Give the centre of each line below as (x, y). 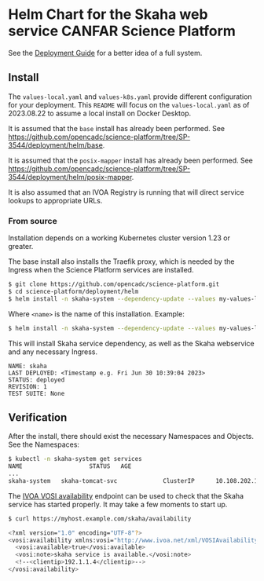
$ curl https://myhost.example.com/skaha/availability (100, 519)
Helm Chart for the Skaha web (108, 15)
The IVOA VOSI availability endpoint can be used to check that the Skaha (126, 495)
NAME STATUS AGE (70, 466)
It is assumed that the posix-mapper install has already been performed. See (130, 160)
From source (33, 221)
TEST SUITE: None (37, 393)
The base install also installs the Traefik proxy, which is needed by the (121, 261)
